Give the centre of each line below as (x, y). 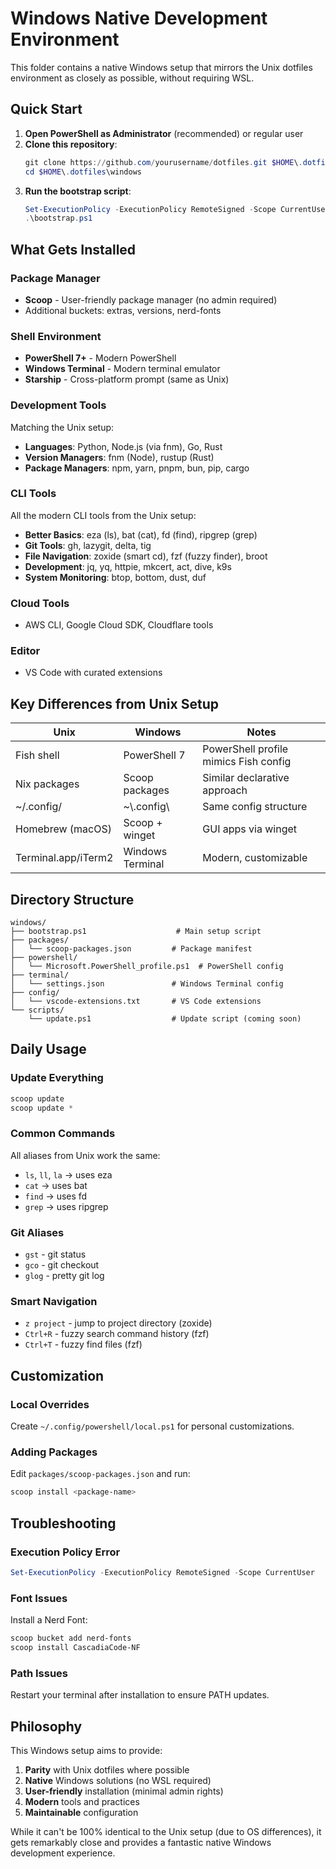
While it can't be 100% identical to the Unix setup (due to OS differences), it (166, 1831)
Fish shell (37, 755)
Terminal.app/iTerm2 (64, 858)
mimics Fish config (247, 762)
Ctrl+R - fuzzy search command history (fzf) (117, 1334)
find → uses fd (56, 1196)
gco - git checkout (62, 1265)
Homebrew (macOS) (63, 829)
